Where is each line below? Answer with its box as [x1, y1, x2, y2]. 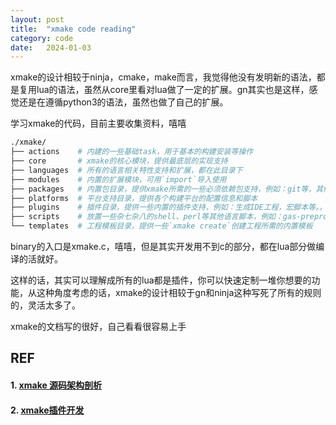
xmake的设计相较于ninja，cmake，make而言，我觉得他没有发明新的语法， [10, 71, 317, 83]
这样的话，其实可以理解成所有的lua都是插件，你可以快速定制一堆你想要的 [10, 274, 312, 286]
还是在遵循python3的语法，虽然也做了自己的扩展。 [18, 96, 229, 108]
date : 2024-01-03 [10, 42, 92, 53]
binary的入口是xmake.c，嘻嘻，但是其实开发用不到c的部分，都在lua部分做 [10, 241, 317, 252]
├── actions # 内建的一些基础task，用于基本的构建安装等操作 [10, 147, 254, 157]
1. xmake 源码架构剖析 [10, 379, 103, 391]
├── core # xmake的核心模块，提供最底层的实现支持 [10, 156, 228, 166]
